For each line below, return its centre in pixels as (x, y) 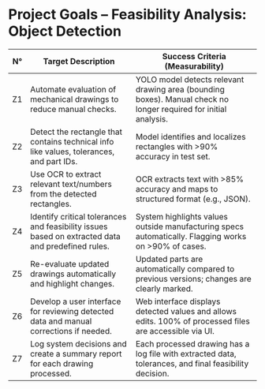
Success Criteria (194, 56)
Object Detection (65, 31)
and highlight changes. (73, 283)
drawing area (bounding (180, 89)
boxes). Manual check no (182, 99)
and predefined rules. (70, 246)
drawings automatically (73, 274)
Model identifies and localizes (190, 137)
